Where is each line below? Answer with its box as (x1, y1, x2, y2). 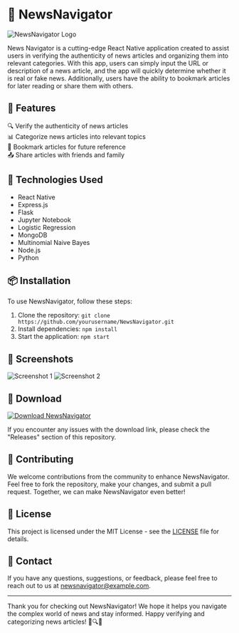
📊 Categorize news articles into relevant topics (7, 132, 146, 141)
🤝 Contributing (7, 454, 74, 466)
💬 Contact (7, 555, 53, 567)
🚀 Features (7, 103, 56, 115)
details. (7, 534, 29, 543)
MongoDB (17, 231, 48, 239)
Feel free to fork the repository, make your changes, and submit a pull (7, 480, 212, 488)
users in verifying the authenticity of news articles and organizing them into (7, 51, 229, 60)
